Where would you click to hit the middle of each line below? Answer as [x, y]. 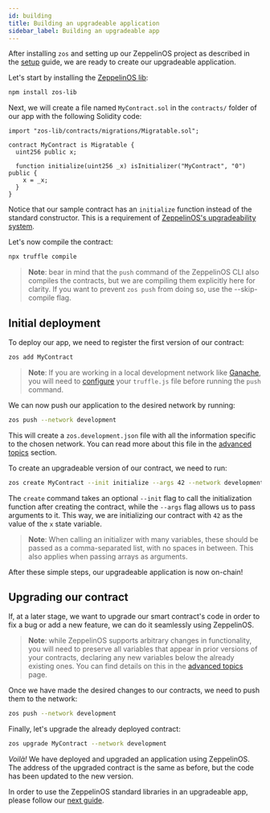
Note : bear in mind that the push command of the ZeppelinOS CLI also [143, 272]
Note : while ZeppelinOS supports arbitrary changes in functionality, [139, 641]
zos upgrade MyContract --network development [88, 744]
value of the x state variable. [55, 524]
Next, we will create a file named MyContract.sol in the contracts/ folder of [133, 108]
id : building [30, 16]
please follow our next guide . [56, 800]
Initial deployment [55, 323]
